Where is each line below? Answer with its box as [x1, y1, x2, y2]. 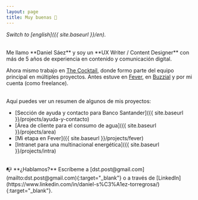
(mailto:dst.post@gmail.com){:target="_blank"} [6, 174, 122, 181]
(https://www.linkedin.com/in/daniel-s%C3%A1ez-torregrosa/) [6, 180, 160, 187]
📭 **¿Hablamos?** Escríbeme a [6, 165, 89, 172]
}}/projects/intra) [14, 147, 57, 154]
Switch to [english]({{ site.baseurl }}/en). [6, 31, 106, 38]
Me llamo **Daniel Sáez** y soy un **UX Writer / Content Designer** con [6, 49, 190, 56]
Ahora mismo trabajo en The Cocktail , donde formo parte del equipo [6, 66, 174, 74]
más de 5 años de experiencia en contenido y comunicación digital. [6, 55, 172, 62]
